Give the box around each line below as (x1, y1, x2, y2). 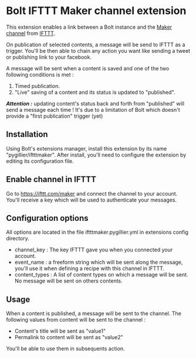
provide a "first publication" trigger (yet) (6, 112, 103, 120)
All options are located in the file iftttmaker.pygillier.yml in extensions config (6, 229, 189, 236)
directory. (6, 235, 29, 242)
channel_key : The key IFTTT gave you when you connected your (14, 246, 173, 253)
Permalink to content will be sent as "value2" (14, 334, 123, 341)
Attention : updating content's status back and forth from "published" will (6, 100, 185, 107)
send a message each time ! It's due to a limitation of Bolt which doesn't (6, 106, 180, 113)
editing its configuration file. (6, 157, 75, 165)
